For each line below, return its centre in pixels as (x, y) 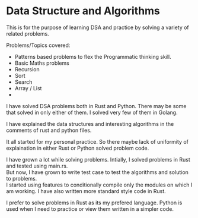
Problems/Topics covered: (38, 45)
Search (23, 82)
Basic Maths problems (42, 63)
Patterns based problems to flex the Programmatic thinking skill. (93, 56)
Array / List (28, 88)
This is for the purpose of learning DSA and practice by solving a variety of (98, 27)
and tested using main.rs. (37, 166)
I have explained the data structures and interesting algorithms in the (90, 124)
